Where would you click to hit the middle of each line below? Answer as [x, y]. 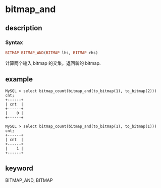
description [24, 28]
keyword [19, 168]
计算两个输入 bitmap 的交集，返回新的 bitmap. [53, 63]
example [19, 79]
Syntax [14, 42]
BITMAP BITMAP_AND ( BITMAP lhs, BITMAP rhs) [52, 53]
